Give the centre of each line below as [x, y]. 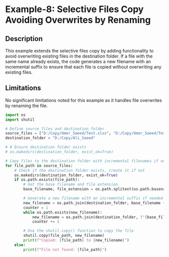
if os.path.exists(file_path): [47, 180]
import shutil [20, 120]
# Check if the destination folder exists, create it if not [79, 170]
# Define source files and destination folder [55, 129]
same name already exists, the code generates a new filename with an [78, 61]
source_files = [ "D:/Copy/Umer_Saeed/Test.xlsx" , [58, 133]
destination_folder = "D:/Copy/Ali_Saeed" [50, 138]
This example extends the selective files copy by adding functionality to [79, 51]
